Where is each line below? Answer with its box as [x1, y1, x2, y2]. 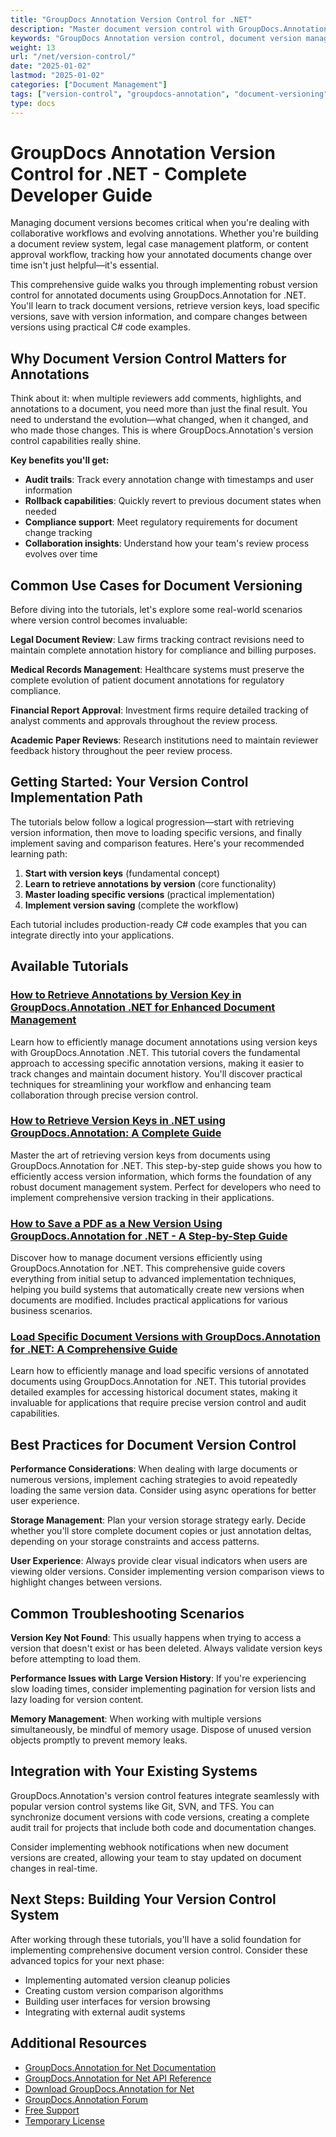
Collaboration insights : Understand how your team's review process [24, 537, 310, 550]
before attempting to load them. [10, 1653, 142, 1665]
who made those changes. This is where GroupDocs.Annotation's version [10, 424, 314, 436]
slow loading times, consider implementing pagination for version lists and [10, 1683, 316, 1695]
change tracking [24, 527, 93, 539]
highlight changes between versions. [10, 1576, 163, 1588]
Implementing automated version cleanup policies [24, 1974, 231, 1986]
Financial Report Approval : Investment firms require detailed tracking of [10, 704, 309, 716]
